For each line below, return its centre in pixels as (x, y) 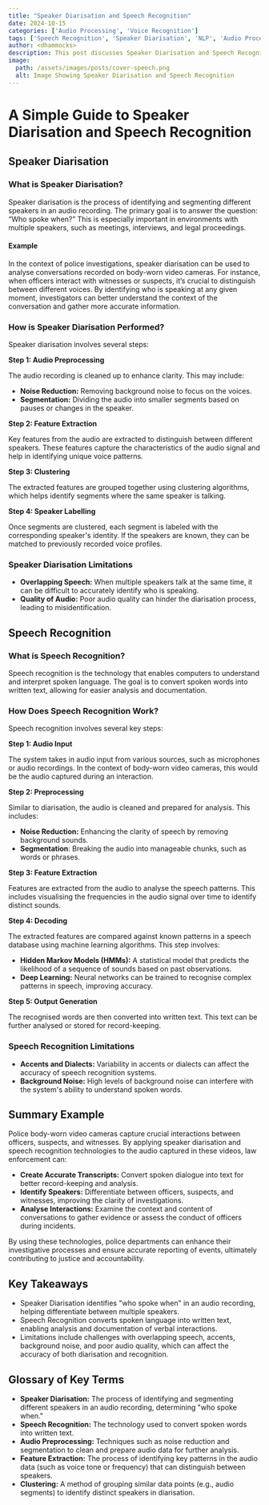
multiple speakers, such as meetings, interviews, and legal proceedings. (127, 227)
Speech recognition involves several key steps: (86, 728)
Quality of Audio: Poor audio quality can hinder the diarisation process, (138, 599)
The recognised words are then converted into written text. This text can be (133, 1017)
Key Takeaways (48, 1284)
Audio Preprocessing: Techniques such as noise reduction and (124, 1442)
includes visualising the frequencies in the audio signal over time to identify (132, 897)
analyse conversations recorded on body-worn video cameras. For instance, (134, 272)
